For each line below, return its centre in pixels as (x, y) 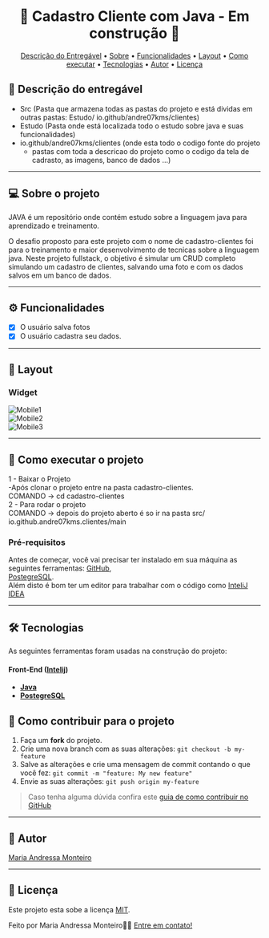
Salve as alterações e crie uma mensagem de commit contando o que (135, 765)
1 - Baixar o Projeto (40, 479)
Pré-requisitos (37, 542)
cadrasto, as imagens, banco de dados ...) (101, 160)
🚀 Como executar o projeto (76, 459)
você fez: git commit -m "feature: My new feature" (106, 773)
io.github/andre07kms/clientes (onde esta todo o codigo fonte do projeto (140, 143)
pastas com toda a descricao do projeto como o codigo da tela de (141, 151)
